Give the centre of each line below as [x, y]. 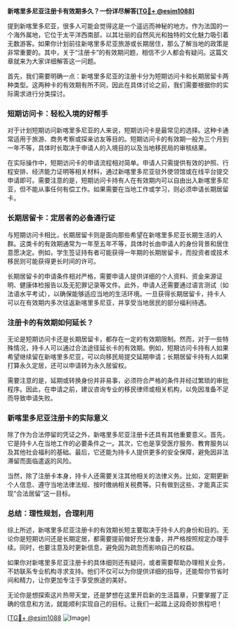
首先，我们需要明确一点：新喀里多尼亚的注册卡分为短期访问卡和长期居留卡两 [118, 76]
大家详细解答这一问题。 [65, 61]
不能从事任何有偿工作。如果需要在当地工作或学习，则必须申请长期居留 [127, 189]
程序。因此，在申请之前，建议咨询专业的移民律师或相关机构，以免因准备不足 [118, 389]
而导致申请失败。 [32, 398]
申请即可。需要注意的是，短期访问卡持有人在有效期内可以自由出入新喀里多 [115, 180]
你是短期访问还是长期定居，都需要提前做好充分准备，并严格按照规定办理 [118, 539]
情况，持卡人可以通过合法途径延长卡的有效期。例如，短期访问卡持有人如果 [121, 348]
